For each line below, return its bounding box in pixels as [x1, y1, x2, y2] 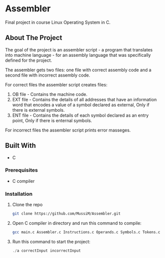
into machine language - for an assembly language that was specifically [5, 52, 151, 58]
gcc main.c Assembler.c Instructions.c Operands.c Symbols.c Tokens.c [12, 230, 161, 235]
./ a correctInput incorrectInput [12, 248, 81, 253]
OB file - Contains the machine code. [12, 91, 88, 97]
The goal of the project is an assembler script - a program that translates [5, 46, 153, 52]
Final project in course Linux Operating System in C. [5, 19, 111, 25]
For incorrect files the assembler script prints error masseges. [5, 127, 131, 133]
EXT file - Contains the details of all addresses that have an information [12, 96, 157, 102]
